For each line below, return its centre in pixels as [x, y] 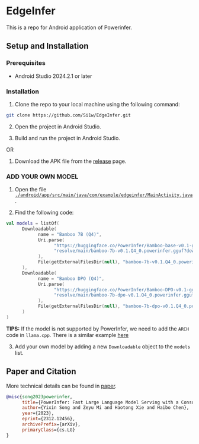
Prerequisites [26, 63]
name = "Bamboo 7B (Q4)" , [70, 234]
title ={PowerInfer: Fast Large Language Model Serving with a [100, 402]
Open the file [31, 190]
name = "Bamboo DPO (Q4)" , [71, 278]
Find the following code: [44, 213]
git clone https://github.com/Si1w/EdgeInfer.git [69, 115]
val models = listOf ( [33, 223]
